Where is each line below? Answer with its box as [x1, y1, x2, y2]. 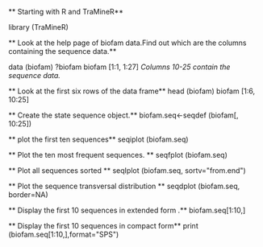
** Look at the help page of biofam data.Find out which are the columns [8, 38, 248, 47]
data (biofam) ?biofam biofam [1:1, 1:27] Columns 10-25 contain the [8, 62, 231, 72]
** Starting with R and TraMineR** [8, 7, 123, 16]
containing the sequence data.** [8, 47, 117, 56]
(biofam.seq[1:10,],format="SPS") [8, 229, 119, 239]
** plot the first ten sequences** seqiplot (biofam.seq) [8, 134, 189, 144]
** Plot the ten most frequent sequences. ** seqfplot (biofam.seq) [8, 150, 228, 159]
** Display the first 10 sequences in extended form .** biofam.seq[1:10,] [8, 205, 246, 215]
